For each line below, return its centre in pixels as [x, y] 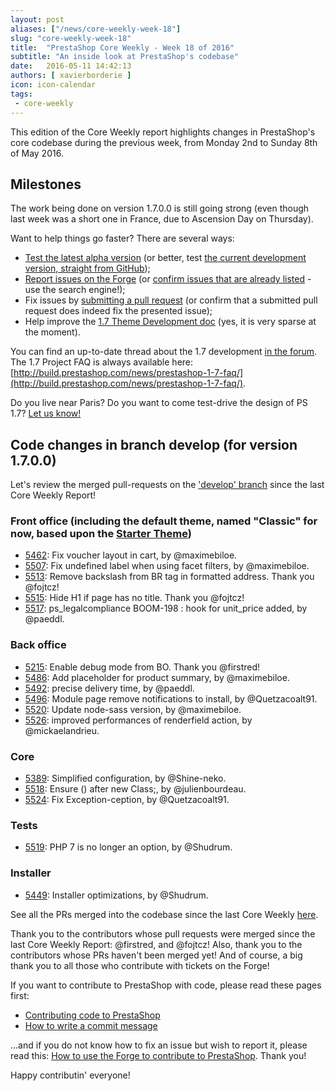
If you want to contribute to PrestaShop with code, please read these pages [166, 985]
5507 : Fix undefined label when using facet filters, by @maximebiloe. [167, 566]
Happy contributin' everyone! [70, 1075]
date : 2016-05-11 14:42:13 [71, 66]
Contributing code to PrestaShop [92, 1015]
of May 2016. [37, 153]
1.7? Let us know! [46, 413]
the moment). [52, 332]
